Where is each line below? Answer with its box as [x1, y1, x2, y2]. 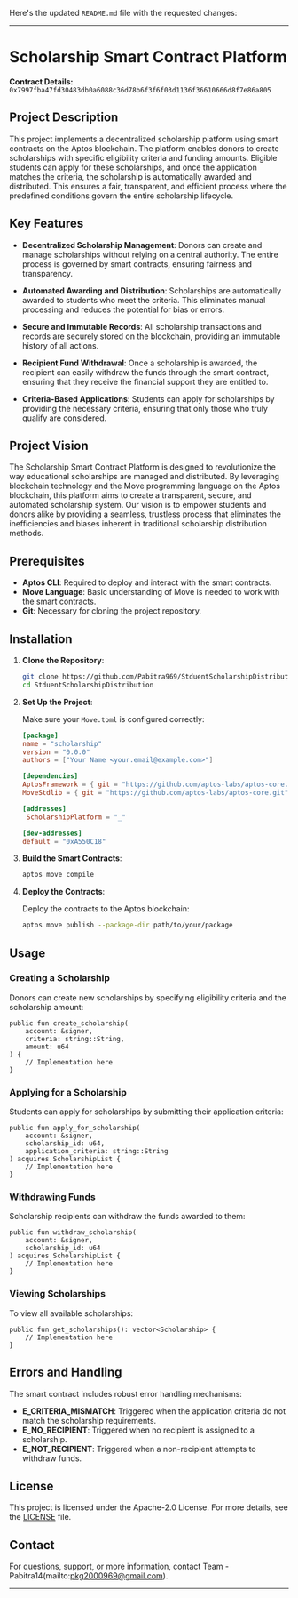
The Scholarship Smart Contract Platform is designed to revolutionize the [9, 462, 277, 472]
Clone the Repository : [21, 655, 105, 665]
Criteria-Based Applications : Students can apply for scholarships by [21, 393, 275, 404]
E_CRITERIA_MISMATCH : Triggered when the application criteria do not [21, 1405, 286, 1417]
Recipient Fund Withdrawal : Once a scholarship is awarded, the [21, 357, 258, 368]
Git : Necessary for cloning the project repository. [21, 606, 202, 616]
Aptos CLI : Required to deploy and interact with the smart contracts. [21, 577, 272, 588]
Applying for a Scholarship [9, 1086, 127, 1098]
